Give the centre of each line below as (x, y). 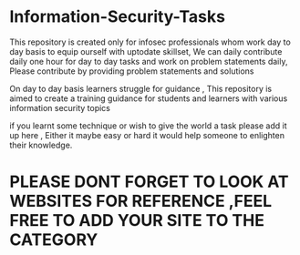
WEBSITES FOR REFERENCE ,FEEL (141, 201)
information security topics (60, 107)
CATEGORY (54, 240)
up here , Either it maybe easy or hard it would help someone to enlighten (147, 135)
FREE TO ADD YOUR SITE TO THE (137, 221)
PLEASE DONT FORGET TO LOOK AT (149, 182)
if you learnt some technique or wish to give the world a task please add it (148, 126)
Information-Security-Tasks (118, 17)
